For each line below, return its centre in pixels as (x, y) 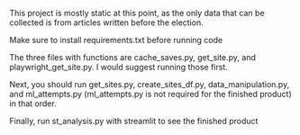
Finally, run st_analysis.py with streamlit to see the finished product (134, 121)
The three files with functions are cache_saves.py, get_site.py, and (133, 57)
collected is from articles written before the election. (107, 22)
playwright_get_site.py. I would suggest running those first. (118, 67)
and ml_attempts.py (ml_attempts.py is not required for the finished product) (151, 94)
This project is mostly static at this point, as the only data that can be (137, 13)
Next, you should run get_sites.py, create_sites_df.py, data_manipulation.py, (150, 84)
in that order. (33, 103)
